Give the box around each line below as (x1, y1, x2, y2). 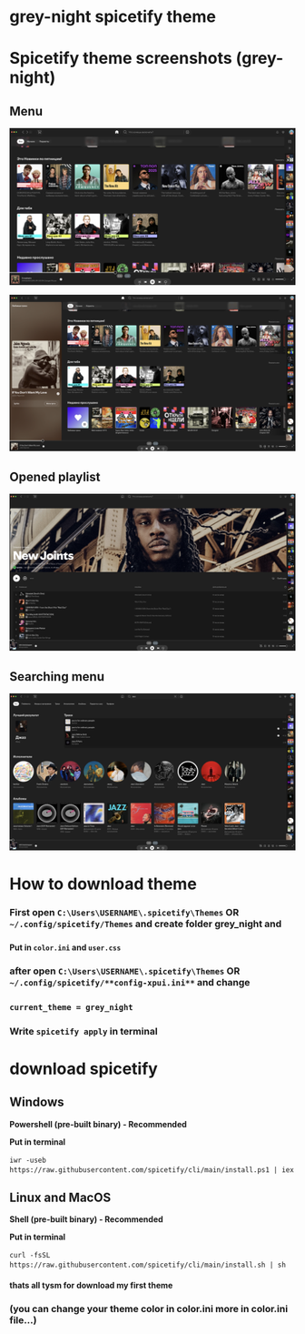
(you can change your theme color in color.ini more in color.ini (9, 1302, 289, 1315)
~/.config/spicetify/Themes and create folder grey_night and (9, 917, 282, 930)
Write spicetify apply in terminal (9, 1025, 158, 1037)
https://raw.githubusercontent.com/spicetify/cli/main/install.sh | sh (9, 1260, 286, 1270)
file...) (9, 1313, 37, 1326)
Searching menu (9, 669, 104, 684)
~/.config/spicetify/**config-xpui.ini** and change (9, 975, 251, 988)
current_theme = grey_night (9, 1002, 133, 1012)
